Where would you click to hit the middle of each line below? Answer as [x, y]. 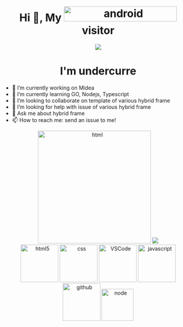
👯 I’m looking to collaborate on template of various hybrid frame [91, 100]
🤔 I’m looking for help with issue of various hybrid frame [81, 107]
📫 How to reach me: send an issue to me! [64, 120]
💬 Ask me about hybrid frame [48, 113]
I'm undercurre [98, 71]
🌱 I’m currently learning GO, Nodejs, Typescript [70, 94]
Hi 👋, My [40, 18]
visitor [98, 31]
